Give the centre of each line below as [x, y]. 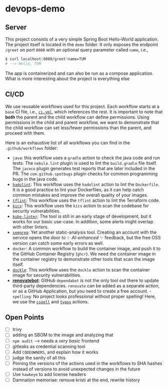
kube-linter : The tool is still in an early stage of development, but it [82, 216]
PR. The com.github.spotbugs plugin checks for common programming [85, 174]
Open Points [25, 317]
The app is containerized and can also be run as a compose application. [79, 73]
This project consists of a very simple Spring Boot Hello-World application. [82, 39]
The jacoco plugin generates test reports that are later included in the [84, 168]
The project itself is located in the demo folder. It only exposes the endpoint [82, 45]
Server [16, 27]
